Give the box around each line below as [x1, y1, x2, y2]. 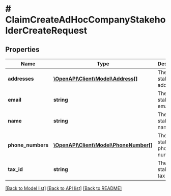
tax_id [8, 166, 23, 173]
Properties [5, 45, 40, 54]
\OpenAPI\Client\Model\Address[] [53, 75, 138, 82]
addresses [8, 75, 34, 82]
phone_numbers [8, 141, 49, 149]
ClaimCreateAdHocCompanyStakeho [5, 14, 166, 26]
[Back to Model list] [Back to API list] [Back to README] [5, 185, 122, 191]
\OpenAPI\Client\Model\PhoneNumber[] [53, 141, 153, 149]
